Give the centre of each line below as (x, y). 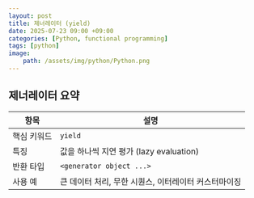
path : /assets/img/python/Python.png (87, 61)
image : (19, 53)
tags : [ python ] (34, 46)
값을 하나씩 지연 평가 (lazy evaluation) (129, 151)
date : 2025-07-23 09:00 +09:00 (61, 31)
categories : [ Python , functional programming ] (88, 38)
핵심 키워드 (32, 136)
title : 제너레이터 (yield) (50, 23)
